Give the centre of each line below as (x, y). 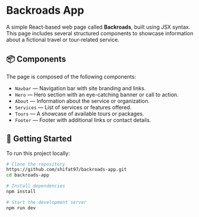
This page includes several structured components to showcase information (100, 33)
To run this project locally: (38, 153)
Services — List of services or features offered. (73, 107)
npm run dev (21, 208)
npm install (21, 192)
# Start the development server (46, 202)
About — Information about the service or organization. (82, 101)
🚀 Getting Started (39, 139)
